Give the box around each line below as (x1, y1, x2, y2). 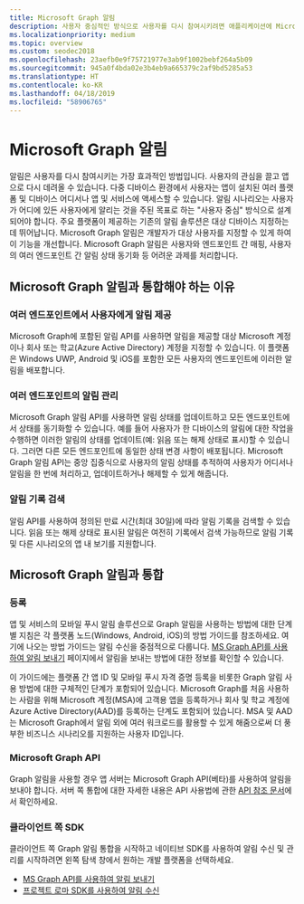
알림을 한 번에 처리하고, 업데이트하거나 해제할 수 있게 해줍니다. (9, 468, 229, 480)
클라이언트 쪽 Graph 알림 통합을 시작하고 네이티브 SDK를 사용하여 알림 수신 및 (9, 842, 285, 853)
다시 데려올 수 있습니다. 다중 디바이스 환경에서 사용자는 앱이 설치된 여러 (25, 182, 278, 193)
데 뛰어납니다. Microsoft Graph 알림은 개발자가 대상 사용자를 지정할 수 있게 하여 (9, 227, 292, 238)
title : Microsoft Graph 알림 (9, 13, 116, 23)
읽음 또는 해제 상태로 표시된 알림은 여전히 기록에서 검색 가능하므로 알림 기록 (28, 527, 294, 538)
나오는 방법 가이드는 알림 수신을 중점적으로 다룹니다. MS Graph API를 (25, 642, 271, 652)
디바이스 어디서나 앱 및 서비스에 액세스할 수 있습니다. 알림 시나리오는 (28, 194, 270, 205)
